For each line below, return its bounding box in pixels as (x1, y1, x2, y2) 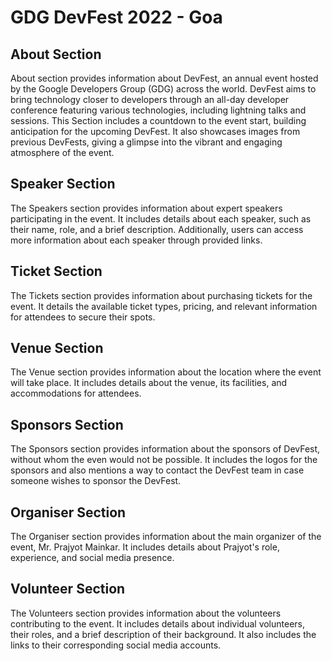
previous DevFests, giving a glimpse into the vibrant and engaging (10, 136, 283, 148)
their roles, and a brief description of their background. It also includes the (10, 628, 317, 640)
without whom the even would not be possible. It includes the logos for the (10, 454, 318, 466)
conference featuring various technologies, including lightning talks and (10, 104, 307, 116)
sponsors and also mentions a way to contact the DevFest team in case (10, 464, 305, 476)
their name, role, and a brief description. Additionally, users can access (10, 223, 304, 235)
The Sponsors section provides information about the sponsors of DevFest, (10, 443, 321, 455)
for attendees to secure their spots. (10, 311, 156, 323)
